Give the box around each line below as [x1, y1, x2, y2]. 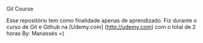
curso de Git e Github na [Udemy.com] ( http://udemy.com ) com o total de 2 [6, 24, 196, 30]
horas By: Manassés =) [6, 30, 65, 37]
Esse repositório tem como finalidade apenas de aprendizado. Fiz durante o [6, 17, 197, 24]
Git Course [6, 5, 34, 12]
